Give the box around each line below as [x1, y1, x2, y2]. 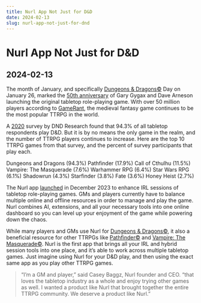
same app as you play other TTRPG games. [6, 259, 113, 267]
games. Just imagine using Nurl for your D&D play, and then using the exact [6, 253, 194, 260]
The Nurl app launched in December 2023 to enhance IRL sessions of [6, 184, 179, 191]
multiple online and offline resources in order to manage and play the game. [6, 197, 194, 204]
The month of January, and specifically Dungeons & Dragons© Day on [6, 85, 181, 93]
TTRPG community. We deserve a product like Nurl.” [20, 290, 151, 298]
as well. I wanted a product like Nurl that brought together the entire [20, 284, 189, 291]
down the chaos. [6, 216, 48, 223]
